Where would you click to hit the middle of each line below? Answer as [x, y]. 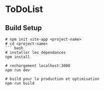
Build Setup [23, 28]
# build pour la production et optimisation [52, 79]
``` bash [14, 48]
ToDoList [24, 9]
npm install [17, 57]
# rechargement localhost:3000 [38, 66]
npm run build [20, 83]
